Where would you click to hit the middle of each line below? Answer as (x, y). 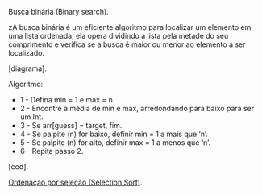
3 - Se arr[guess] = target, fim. (71, 125)
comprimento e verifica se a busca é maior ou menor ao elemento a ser (127, 44)
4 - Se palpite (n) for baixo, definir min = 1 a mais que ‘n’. (114, 134)
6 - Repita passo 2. (52, 151)
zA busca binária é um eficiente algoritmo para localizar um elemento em (130, 27)
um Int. (31, 117)
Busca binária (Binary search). (58, 12)
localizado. (27, 53)
